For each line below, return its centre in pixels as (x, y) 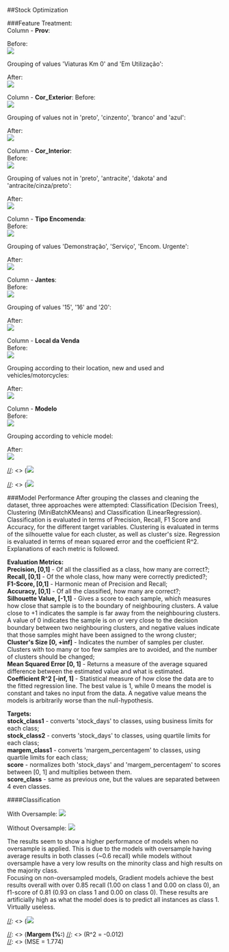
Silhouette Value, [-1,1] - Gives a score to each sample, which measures (109, 598)
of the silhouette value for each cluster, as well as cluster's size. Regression (114, 534)
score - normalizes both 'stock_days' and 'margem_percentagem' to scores (114, 765)
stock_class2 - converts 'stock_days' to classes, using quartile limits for (109, 735)
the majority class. (33, 870)
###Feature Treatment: (40, 23)
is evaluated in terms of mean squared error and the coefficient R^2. (103, 541)
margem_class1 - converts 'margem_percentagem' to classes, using (104, 750)
